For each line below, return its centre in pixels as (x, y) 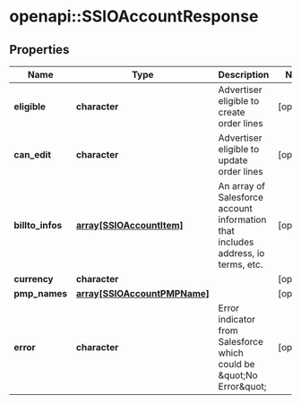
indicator (237, 319)
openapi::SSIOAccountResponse (134, 17)
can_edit (33, 155)
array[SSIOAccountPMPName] (143, 293)
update (233, 160)
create (232, 112)
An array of (242, 186)
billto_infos (38, 225)
